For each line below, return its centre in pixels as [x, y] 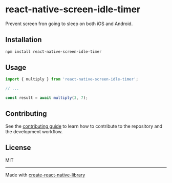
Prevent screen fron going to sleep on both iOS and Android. [69, 24]
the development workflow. [34, 131]
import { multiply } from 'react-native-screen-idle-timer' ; [72, 79]
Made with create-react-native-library [45, 175]
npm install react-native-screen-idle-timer [53, 52]
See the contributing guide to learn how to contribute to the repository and [84, 126]
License [18, 148]
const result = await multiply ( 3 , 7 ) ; [47, 98]
